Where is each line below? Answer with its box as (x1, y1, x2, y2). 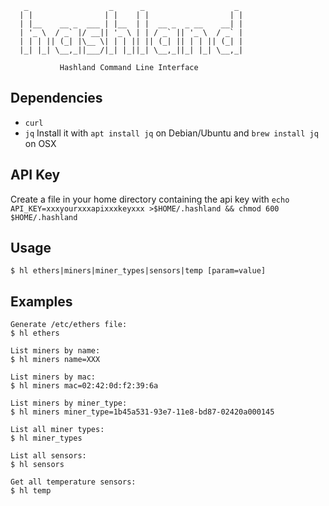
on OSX (24, 137, 57, 149)
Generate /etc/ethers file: (10, 320, 128, 330)
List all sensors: (10, 451, 87, 461)
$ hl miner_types (10, 433, 83, 444)
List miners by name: (10, 346, 101, 356)
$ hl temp (10, 486, 52, 496)
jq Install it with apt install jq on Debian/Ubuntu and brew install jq (24, 127, 319, 139)
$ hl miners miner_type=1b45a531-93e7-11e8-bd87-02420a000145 (10, 407, 275, 417)
